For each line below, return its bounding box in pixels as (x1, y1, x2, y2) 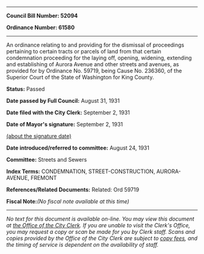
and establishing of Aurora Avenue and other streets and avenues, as (6, 61, 179, 67)
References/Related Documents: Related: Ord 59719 (6, 186, 140, 193)
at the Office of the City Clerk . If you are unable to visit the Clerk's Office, (6, 222, 191, 228)
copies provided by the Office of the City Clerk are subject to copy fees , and (6, 235, 198, 242)
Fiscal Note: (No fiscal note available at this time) (6, 198, 129, 205)
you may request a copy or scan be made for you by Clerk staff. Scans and (6, 228, 195, 235)
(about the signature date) (6, 132, 72, 140)
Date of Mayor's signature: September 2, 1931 (6, 121, 123, 128)
